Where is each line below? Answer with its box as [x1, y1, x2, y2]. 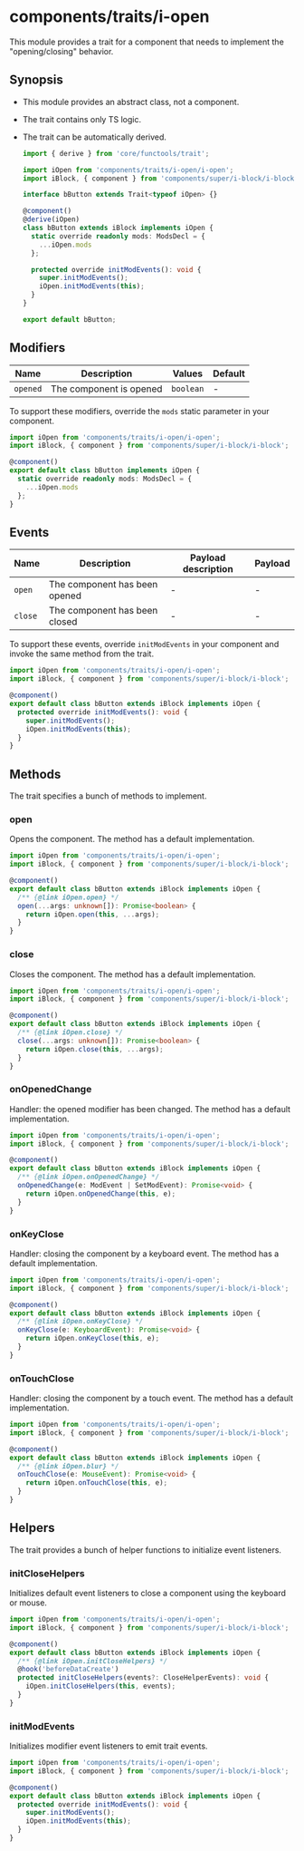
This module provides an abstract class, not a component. [22, 96, 240, 107]
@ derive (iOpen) [22, 215, 81, 224]
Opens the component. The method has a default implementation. [9, 834, 255, 845]
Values [172, 367, 204, 380]
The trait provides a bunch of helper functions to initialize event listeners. [9, 1544, 282, 1555]
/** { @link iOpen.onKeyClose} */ [17, 1317, 144, 1326]
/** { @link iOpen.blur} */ [17, 1461, 119, 1470]
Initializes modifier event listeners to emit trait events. [9, 1740, 208, 1751]
